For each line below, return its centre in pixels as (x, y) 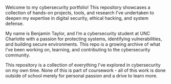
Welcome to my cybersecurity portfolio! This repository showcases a (78, 7)
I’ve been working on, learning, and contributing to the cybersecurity (78, 50)
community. (18, 55)
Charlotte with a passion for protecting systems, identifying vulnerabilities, (84, 39)
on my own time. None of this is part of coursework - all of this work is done (85, 70)
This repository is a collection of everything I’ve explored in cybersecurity (83, 65)
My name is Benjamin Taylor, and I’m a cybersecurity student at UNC (78, 33)
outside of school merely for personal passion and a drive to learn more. (81, 76)
